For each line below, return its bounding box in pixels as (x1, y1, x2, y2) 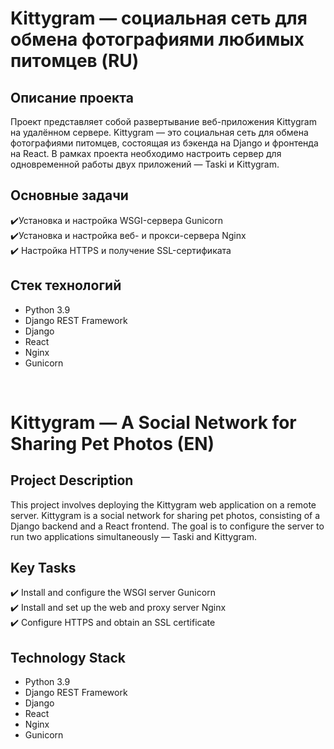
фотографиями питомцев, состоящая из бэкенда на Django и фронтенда (10, 137, 319, 149)
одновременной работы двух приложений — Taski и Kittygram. (10, 158, 280, 170)
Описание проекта (10, 89, 134, 106)
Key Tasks (10, 560, 77, 577)
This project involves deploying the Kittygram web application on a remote (10, 498, 317, 511)
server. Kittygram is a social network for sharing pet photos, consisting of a (10, 509, 321, 521)
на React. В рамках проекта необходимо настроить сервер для (10, 148, 282, 159)
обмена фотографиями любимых (10, 28, 305, 51)
